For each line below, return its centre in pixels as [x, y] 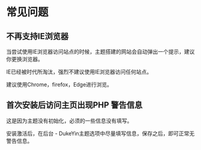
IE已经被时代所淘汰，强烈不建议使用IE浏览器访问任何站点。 [79, 72]
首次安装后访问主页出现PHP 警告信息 [74, 105]
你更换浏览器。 [25, 59]
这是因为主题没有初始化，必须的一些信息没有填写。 [69, 121]
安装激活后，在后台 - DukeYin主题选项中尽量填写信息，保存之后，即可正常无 [100, 133]
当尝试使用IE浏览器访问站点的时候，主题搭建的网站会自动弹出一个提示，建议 [100, 52]
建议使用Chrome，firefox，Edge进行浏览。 [59, 85]
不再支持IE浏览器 [37, 36]
